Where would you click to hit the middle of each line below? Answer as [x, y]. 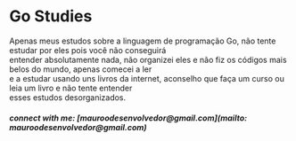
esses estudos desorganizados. [68, 97]
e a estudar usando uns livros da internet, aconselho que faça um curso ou [147, 78]
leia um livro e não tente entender [71, 88]
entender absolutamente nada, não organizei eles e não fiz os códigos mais [148, 59]
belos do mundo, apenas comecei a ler [81, 69]
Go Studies [51, 16]
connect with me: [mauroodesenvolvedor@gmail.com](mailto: [128, 118]
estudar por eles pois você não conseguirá [88, 50]
